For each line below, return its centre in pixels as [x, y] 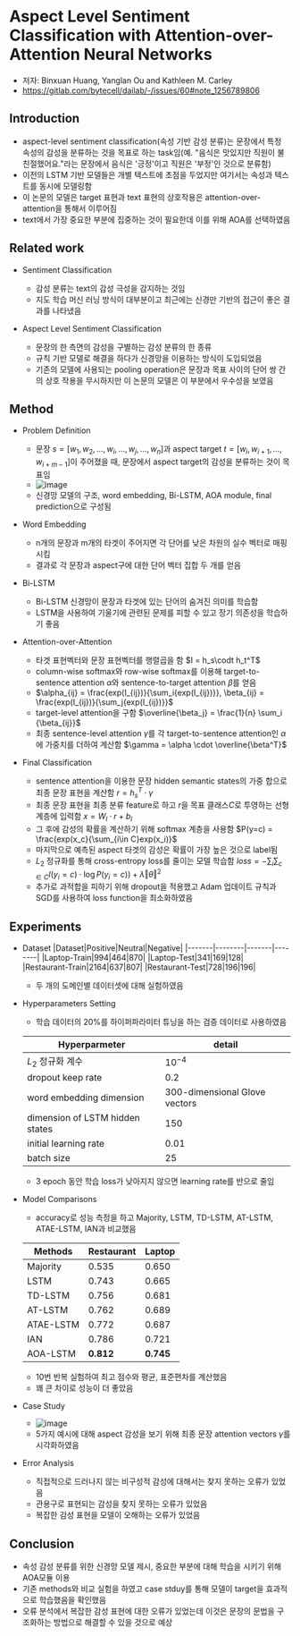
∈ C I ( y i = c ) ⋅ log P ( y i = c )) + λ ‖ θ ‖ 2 [98, 875]
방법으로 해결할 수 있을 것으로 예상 [113, 1623]
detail [225, 1045]
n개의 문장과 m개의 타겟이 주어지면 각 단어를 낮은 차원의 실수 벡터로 [153, 542]
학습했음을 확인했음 [73, 1600]
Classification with [80, 35]
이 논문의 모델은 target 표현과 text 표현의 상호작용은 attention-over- [142, 197]
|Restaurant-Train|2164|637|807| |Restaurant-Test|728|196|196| [139, 967]
